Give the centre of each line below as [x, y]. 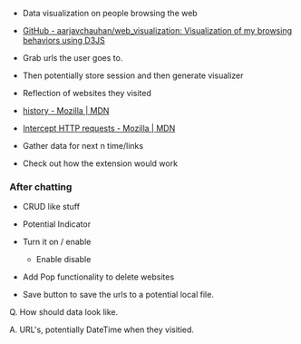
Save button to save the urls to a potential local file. [118, 295]
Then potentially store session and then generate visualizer [133, 75]
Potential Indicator [57, 224]
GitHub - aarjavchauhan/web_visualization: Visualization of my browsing [157, 30]
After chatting [41, 187]
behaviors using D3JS [64, 40]
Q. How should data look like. [64, 312]
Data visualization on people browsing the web [110, 13]
